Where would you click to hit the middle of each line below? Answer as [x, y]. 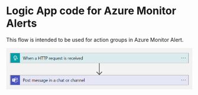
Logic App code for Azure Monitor [91, 11]
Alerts [22, 23]
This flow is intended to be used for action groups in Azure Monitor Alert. [95, 40]
